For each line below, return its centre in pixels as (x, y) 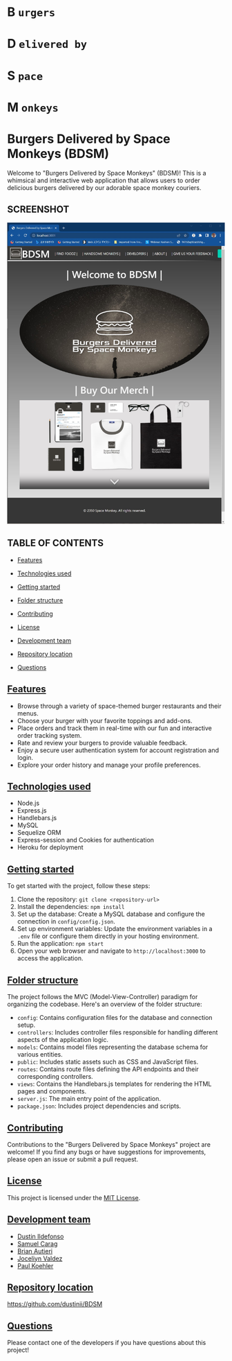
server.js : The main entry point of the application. (89, 1099)
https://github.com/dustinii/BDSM (55, 1304)
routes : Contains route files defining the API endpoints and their (108, 1069)
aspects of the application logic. (63, 1040)
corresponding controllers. (55, 1077)
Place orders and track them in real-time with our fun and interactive (114, 728)
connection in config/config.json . (66, 921)
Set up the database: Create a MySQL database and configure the (111, 914)
